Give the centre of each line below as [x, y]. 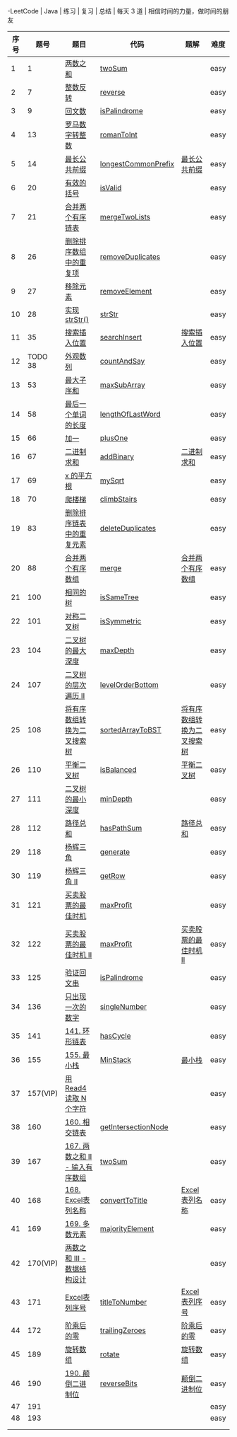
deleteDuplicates [128, 528]
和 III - [75, 1258]
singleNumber [123, 1006]
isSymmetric [121, 621]
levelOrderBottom [129, 685]
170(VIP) [43, 1263]
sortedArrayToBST [131, 730]
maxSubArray [123, 385]
